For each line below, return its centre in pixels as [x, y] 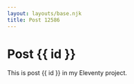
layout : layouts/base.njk [44, 13]
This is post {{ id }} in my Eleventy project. [67, 73]
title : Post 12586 [33, 20]
